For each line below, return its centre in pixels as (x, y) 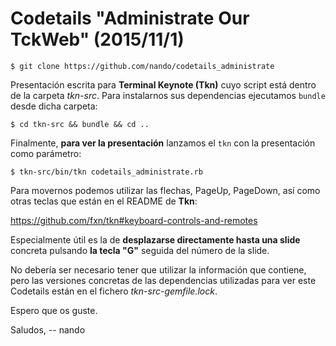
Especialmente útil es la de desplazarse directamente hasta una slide (155, 239)
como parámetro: (46, 153)
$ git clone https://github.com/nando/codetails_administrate (142, 66)
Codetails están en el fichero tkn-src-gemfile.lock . (114, 291)
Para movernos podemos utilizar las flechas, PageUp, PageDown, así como (165, 190)
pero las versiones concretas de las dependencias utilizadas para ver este (163, 280)
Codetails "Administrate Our (130, 18)
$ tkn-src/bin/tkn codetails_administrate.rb (106, 172)
